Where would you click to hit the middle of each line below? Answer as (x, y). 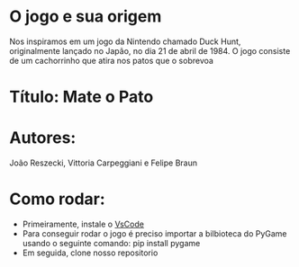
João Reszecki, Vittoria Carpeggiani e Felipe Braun (104, 163)
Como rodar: (57, 199)
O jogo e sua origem (86, 17)
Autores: (43, 138)
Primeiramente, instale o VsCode (83, 224)
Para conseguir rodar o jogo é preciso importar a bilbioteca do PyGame (154, 234)
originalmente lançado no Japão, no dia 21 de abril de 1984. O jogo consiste (150, 50)
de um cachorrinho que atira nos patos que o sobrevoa (112, 60)
